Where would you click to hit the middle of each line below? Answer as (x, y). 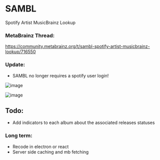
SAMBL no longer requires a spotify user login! (60, 75)
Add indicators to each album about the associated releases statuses (83, 122)
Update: (15, 64)
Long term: (19, 135)
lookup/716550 (20, 52)
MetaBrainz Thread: (30, 35)
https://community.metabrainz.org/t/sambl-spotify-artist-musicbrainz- (77, 46)
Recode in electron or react (40, 146)
